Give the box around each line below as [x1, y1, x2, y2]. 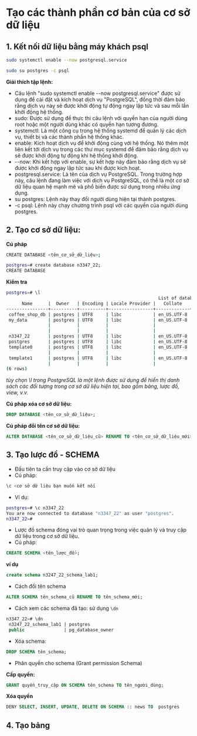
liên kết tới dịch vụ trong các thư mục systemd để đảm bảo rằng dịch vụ [14, 145, 189, 152]
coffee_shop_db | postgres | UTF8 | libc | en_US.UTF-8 [8, 311, 188, 318]
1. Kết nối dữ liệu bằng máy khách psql [6, 42, 148, 52]
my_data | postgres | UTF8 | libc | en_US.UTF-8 [8, 317, 188, 323]
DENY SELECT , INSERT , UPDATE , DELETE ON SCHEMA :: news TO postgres [6, 704, 180, 710]
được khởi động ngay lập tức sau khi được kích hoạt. [14, 164, 141, 171]
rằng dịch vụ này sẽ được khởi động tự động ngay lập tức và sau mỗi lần [14, 102, 189, 109]
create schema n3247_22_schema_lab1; [6, 572, 98, 578]
